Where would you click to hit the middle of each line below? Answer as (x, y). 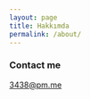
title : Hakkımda (39, 26)
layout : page (33, 17)
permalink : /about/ (45, 34)
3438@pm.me (36, 85)
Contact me (35, 65)
